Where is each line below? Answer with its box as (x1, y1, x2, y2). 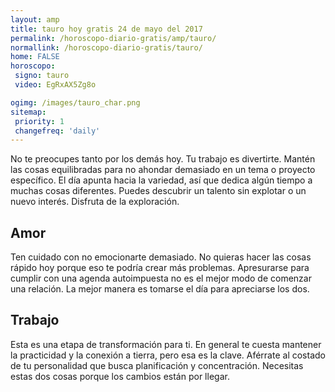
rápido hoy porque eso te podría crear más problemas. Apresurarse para (10, 262, 310, 274)
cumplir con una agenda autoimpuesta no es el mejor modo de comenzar (10, 272, 312, 285)
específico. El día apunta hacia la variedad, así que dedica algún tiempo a (10, 174, 313, 186)
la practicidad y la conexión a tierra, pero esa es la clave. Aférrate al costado (10, 349, 326, 361)
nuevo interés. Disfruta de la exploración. (10, 196, 180, 208)
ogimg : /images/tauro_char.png (10, 97, 141, 108)
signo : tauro (14, 71, 70, 81)
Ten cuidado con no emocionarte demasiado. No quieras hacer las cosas (10, 251, 312, 263)
